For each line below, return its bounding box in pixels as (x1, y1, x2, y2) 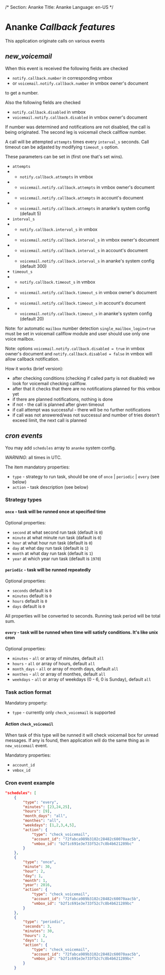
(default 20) (19, 315, 44, 321)
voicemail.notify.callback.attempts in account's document (19, 195, 144, 201)
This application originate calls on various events (5, 38, 105, 44)
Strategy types (5, 496, 42, 503)
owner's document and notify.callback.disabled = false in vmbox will (5, 351, 153, 357)
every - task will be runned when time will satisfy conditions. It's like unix (5, 629, 159, 635)
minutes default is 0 (12, 593, 52, 599)
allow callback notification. (5, 356, 60, 362)
